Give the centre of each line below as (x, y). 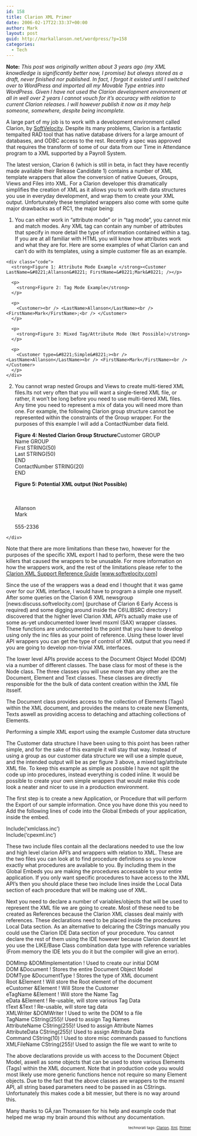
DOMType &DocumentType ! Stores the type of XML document (82, 975)
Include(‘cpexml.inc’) (31, 834)
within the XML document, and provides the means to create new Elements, (98, 708)
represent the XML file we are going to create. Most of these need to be (93, 908)
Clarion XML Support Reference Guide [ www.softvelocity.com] (82, 573)
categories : (21, 45)
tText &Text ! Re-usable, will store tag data (57, 1006)
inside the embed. (28, 817)
